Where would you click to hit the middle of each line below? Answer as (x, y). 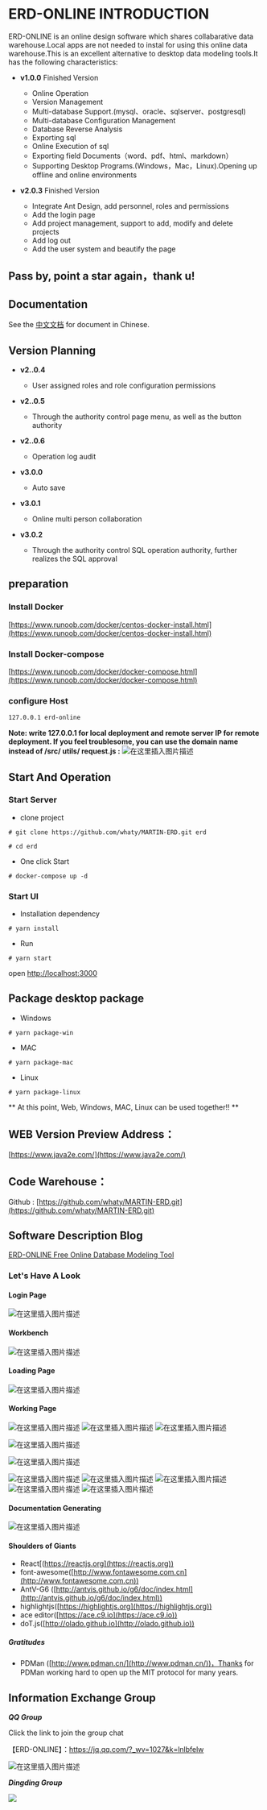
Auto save (49, 488)
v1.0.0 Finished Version (59, 77)
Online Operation (60, 93)
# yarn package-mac (41, 1062)
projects (45, 231)
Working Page (33, 1409)
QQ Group (25, 1717)
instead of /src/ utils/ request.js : (64, 751)
